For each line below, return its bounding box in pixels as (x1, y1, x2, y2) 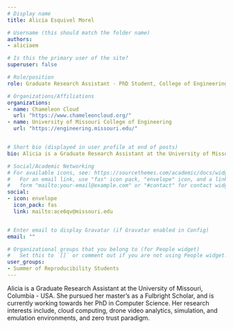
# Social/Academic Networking (7, 163, 95, 170)
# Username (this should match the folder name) (7, 29, 150, 36)
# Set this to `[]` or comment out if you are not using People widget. (7, 252, 228, 259)
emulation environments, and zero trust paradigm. (7, 314, 150, 322)
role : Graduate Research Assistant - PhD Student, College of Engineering (7, 80, 228, 87)
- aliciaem (7, 42, 39, 49)
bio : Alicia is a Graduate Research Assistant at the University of (7, 150, 209, 157)
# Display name (7, 10, 51, 17)
